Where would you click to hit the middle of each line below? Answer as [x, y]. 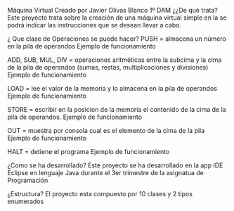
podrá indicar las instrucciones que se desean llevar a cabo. [95, 25]
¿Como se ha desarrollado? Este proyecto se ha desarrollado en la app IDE [115, 165]
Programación [28, 180]
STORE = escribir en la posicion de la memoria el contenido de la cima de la [117, 109]
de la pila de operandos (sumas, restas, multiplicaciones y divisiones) [108, 67]
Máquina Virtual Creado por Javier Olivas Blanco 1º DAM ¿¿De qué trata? [112, 10]
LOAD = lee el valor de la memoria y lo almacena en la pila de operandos [112, 88]
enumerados [26, 201]
